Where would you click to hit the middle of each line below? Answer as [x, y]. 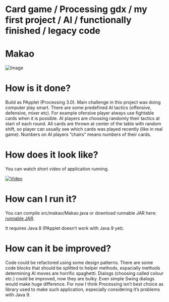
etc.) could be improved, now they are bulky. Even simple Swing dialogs [80, 278]
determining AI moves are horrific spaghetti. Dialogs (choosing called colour [84, 273]
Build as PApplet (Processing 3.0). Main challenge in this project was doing [83, 103]
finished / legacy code [53, 31]
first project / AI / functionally [68, 20]
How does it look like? [52, 155]
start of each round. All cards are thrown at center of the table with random [83, 124]
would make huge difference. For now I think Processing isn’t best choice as [84, 284]
